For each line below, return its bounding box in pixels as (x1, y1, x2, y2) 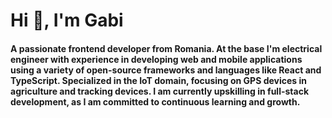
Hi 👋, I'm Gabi (10, 9, 124, 32)
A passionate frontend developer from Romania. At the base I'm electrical (10, 42, 323, 54)
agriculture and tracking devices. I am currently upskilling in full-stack (10, 85, 310, 97)
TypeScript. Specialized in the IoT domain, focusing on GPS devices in (10, 74, 308, 86)
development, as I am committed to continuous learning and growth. (10, 95, 301, 108)
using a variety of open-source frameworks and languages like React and (10, 64, 322, 76)
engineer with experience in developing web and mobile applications (10, 53, 303, 65)
